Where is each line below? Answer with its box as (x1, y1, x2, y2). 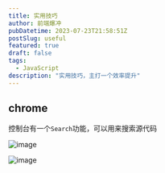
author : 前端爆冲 (8, 19, 62, 27)
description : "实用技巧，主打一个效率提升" (8, 72, 141, 80)
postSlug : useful (8, 34, 67, 43)
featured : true (8, 42, 60, 50)
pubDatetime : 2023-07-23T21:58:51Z (8, 27, 128, 35)
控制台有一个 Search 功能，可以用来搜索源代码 (8, 124, 157, 134)
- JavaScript (15, 64, 60, 72)
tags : (8, 57, 27, 65)
